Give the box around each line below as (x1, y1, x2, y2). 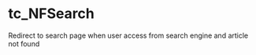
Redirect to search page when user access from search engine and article (8, 31, 249, 40)
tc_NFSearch (8, 5, 95, 23)
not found (8, 38, 40, 48)
